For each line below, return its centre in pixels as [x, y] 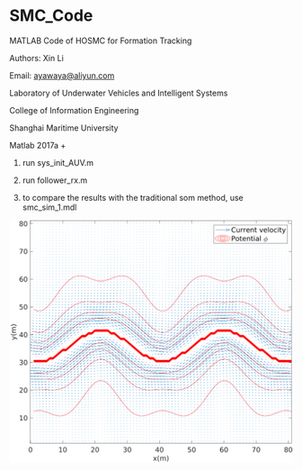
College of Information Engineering [74, 110]
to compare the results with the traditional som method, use [133, 197]
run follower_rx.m [55, 180]
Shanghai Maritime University [64, 128]
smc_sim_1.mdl [49, 207]
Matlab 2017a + [38, 145]
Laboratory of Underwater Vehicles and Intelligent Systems [119, 93]
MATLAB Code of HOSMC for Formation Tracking [101, 41]
